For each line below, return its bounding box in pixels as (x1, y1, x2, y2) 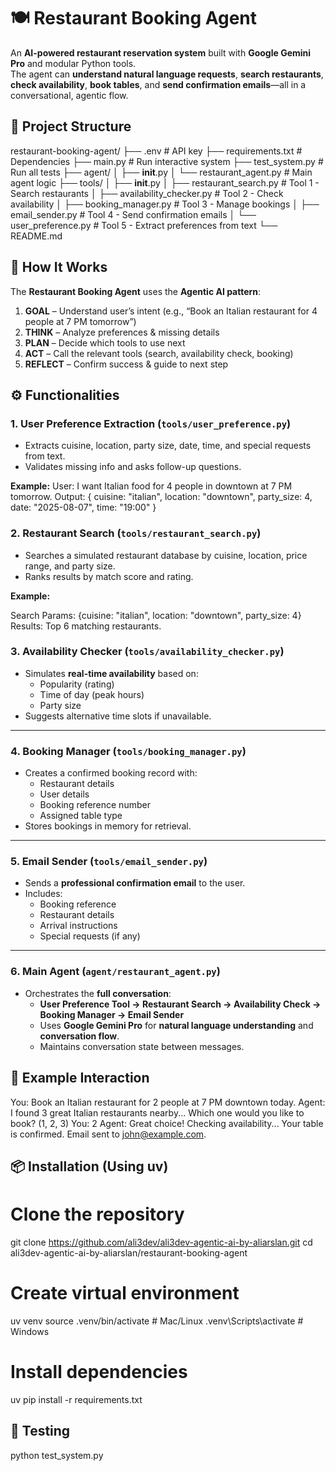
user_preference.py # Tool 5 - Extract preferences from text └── (10, 219, 278, 231)
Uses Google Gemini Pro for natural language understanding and (39, 1019, 314, 1031)
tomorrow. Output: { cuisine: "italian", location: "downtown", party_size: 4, (10, 491, 313, 503)
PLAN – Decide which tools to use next (24, 336, 186, 349)
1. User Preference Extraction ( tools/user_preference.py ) (10, 416, 292, 430)
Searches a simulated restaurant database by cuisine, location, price (24, 549, 308, 561)
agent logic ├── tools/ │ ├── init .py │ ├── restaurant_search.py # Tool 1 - (10, 176, 320, 189)
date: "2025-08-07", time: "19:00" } (10, 501, 157, 514)
